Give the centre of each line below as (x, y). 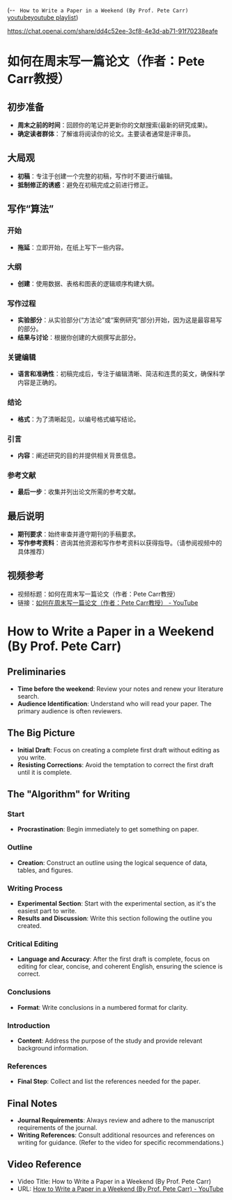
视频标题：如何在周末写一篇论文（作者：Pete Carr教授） (98, 594)
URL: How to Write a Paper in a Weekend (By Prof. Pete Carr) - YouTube (121, 1189)
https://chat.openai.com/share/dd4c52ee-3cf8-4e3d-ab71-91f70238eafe (113, 31)
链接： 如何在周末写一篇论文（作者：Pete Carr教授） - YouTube (108, 602)
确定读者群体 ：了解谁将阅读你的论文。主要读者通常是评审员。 (106, 134)
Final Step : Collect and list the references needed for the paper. (109, 1081)
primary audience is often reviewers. (70, 711)
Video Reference (44, 1165)
